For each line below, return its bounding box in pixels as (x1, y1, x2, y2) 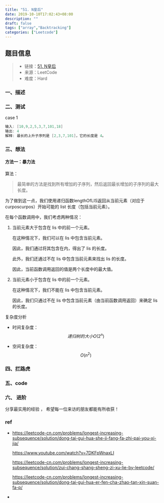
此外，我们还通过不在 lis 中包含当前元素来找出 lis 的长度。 (12, 256, 129, 262)
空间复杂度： (12, 343, 38, 349)
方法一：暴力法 (5, 159, 35, 165)
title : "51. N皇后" (5, 7, 44, 12)
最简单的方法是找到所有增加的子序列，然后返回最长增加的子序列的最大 (17, 181, 159, 187)
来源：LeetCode (24, 69, 57, 75)
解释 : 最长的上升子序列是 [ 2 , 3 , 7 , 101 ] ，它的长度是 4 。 (5, 133, 106, 138)
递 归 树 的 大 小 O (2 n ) (67, 332, 105, 339)
